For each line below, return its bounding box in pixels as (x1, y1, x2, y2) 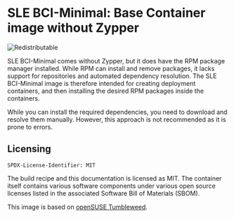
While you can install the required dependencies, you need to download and (7, 108, 228, 116)
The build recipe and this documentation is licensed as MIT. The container (7, 174, 222, 182)
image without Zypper (7, 20, 139, 36)
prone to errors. (7, 122, 53, 131)
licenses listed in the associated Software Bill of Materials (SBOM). (7, 188, 200, 198)
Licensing (7, 143, 51, 155)
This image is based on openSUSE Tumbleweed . (7, 203, 148, 211)
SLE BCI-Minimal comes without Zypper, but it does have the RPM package (7, 56, 226, 65)
